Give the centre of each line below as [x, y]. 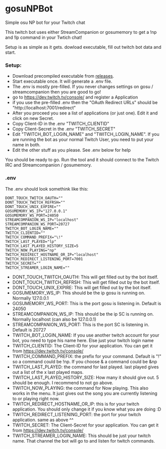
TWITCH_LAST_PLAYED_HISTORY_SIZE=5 [42, 246]
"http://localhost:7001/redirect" [44, 108]
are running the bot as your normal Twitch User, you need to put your [83, 139]
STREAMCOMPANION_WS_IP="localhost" [42, 220]
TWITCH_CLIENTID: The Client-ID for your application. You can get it [82, 345]
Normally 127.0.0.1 [30, 298]
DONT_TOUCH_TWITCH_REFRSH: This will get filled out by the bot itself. [86, 282]
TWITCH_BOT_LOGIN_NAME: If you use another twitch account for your [86, 335]
